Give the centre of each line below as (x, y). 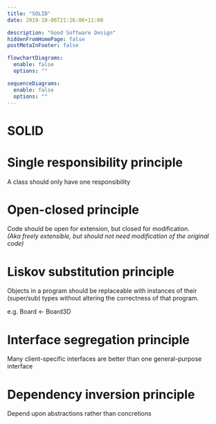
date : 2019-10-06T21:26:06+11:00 (55, 20)
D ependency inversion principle (101, 395)
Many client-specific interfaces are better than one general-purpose (105, 359)
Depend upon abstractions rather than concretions (79, 414)
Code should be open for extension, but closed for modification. (99, 229)
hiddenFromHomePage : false (46, 39)
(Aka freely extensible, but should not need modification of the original (108, 236)
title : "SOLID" (29, 14)
